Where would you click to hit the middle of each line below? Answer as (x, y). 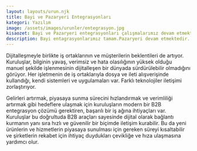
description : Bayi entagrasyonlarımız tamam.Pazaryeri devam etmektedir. (98, 39)
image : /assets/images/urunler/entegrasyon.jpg (65, 28)
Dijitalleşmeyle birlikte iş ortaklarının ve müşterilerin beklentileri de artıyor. (95, 56)
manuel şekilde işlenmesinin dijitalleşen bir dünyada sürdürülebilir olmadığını (98, 68)
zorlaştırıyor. (21, 87)
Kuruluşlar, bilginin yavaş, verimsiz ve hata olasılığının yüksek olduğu (89, 62)
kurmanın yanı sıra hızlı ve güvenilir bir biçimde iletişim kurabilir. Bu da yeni (96, 123)
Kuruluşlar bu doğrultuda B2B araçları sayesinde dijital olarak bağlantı (90, 117)
